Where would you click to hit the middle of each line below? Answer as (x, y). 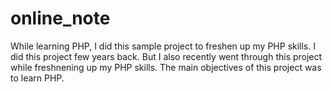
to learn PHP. (37, 78)
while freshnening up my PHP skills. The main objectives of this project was (166, 67)
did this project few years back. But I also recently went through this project (166, 56)
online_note (60, 18)
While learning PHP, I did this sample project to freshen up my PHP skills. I (163, 46)
